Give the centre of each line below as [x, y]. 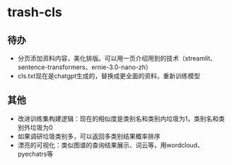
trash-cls [35, 12]
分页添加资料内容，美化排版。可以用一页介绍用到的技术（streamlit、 [117, 58]
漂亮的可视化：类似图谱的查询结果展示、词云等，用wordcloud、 [110, 145]
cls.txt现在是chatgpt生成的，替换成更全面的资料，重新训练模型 [109, 76]
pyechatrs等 [35, 154]
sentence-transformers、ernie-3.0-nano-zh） [85, 67]
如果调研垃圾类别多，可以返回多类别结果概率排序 [89, 136]
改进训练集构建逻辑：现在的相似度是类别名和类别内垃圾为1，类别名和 [118, 118]
